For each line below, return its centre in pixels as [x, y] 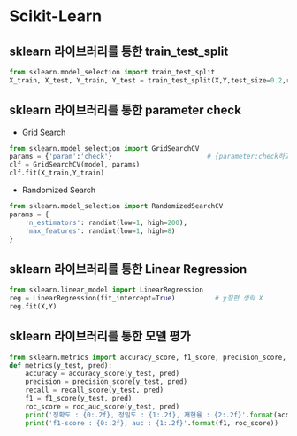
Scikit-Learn [56, 16]
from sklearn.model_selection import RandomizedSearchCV [116, 206]
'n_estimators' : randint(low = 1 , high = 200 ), [107, 222]
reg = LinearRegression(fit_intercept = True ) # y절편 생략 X [136, 299]
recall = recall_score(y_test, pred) [95, 390]
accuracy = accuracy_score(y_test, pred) [102, 374]
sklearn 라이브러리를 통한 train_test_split [119, 51]
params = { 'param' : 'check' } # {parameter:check [144, 157]
